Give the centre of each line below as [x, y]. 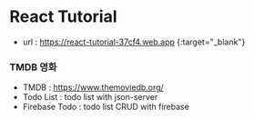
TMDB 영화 [33, 67]
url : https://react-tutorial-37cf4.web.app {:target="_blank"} [134, 42]
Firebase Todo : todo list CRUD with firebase [106, 107]
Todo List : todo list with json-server [90, 97]
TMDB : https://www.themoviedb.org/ [93, 87]
